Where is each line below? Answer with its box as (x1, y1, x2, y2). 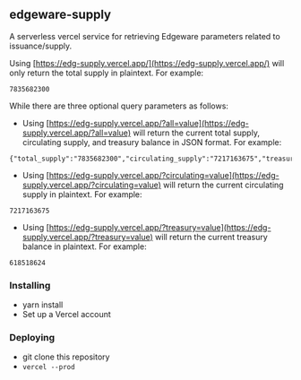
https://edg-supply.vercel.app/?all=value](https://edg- (48, 117, 249, 128)
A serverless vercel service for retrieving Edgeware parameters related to (9, 30, 280, 41)
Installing (9, 279, 51, 291)
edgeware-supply (9, 7, 112, 22)
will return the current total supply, (133, 127, 260, 138)
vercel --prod (21, 363, 75, 372)
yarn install (21, 299, 64, 310)
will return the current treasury (155, 231, 269, 242)
